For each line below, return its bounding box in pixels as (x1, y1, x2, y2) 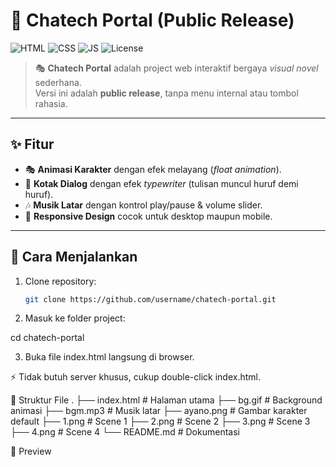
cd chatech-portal (10, 332, 85, 344)
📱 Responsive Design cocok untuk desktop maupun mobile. (24, 210, 273, 222)
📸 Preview (10, 445, 52, 458)
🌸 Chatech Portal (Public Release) (10, 9, 295, 32)
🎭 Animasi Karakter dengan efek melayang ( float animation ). (24, 163, 282, 175)
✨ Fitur (10, 136, 55, 153)
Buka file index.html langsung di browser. (24, 351, 195, 363)
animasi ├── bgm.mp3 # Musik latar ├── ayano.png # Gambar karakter (10, 405, 308, 417)
